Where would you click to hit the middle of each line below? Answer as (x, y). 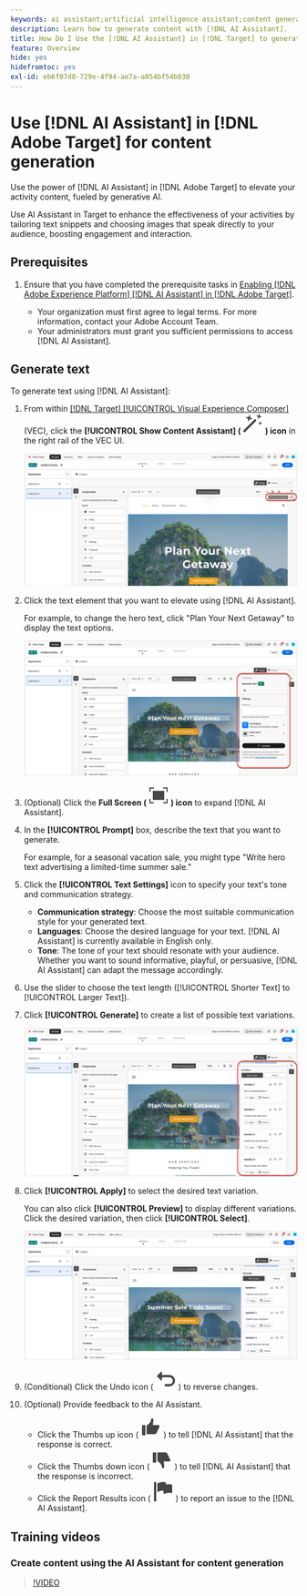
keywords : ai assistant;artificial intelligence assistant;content (141, 19)
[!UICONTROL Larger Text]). (77, 997)
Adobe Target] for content (111, 143)
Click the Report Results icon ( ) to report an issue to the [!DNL (166, 1499)
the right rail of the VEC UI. (74, 441)
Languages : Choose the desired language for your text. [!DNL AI (159, 931)
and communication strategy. (78, 895)
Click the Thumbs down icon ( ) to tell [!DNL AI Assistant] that (164, 1467)
